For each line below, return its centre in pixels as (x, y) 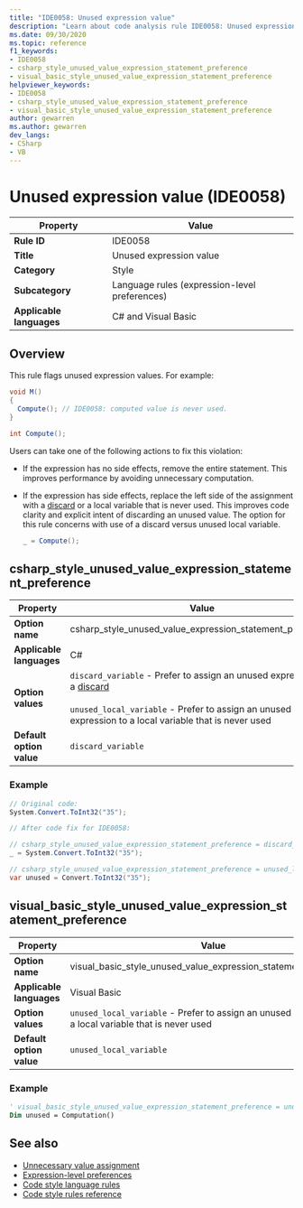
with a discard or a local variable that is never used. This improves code (156, 505)
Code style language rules (71, 1185)
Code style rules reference (72, 1194)
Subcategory (42, 290)
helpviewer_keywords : (50, 85)
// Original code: (44, 804)
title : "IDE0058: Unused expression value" (92, 18)
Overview (37, 353)
